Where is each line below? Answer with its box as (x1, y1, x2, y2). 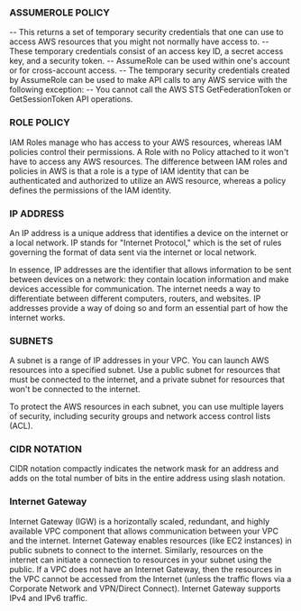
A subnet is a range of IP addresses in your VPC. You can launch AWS (9, 355, 269, 366)
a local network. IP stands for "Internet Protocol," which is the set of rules (9, 237, 282, 248)
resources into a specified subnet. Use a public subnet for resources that (9, 365, 281, 376)
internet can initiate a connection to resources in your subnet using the (9, 554, 272, 565)
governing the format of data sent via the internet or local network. (9, 246, 257, 258)
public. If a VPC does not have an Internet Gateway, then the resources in (9, 563, 282, 574)
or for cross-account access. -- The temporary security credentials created (9, 65, 290, 76)
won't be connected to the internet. (9, 384, 141, 395)
